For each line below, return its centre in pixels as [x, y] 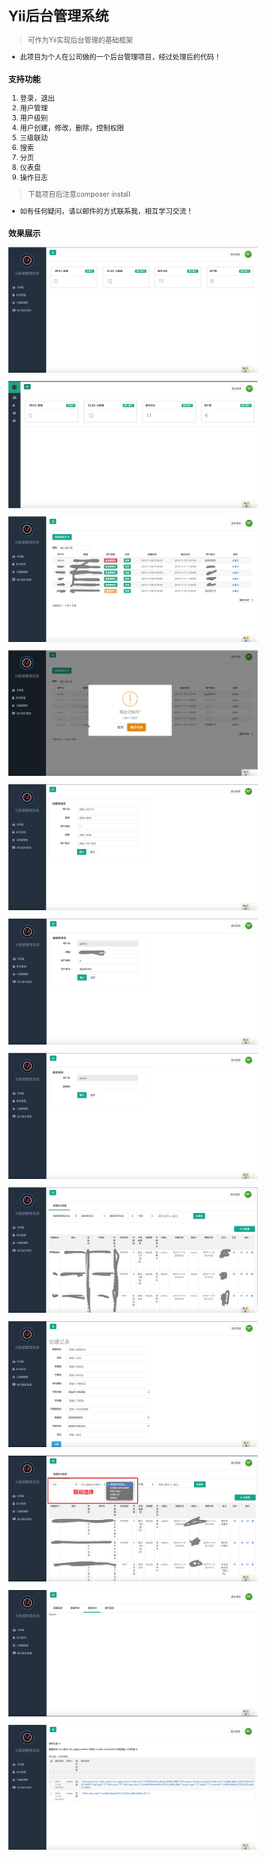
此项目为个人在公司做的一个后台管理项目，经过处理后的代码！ [120, 56]
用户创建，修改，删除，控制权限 [72, 128]
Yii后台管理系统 [59, 16]
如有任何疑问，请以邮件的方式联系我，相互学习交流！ [106, 211]
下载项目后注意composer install [79, 194]
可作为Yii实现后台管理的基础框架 [80, 40]
